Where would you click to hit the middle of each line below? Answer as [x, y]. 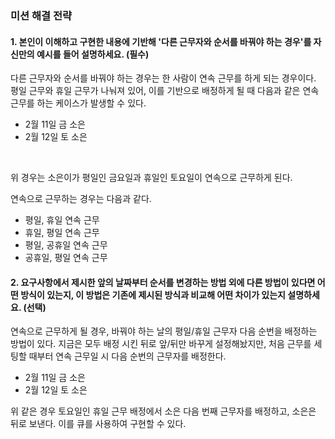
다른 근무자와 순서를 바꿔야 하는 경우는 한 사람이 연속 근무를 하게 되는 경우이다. [163, 78]
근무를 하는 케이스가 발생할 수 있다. [78, 103]
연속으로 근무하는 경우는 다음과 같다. [81, 199]
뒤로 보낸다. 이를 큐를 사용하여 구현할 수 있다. [98, 424]
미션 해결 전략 [41, 15]
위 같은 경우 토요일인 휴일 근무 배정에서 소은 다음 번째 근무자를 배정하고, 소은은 [163, 411]
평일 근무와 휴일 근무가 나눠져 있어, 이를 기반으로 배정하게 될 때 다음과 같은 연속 [165, 91]
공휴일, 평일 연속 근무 [66, 258]
